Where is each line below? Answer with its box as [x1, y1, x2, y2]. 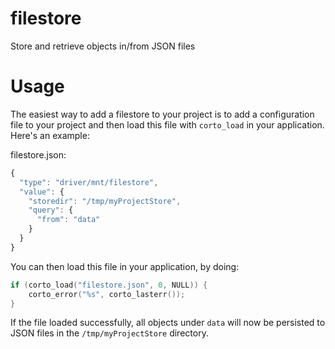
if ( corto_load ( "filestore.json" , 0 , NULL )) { [10, 280, 208, 290]
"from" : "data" [36, 215, 101, 225]
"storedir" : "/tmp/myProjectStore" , [28, 196, 182, 206]
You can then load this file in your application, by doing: [10, 260, 240, 272]
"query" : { [28, 205, 74, 216]
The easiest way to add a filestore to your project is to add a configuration [10, 108, 315, 120]
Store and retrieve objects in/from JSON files [10, 40, 196, 52]
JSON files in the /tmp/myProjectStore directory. [10, 327, 209, 339]
